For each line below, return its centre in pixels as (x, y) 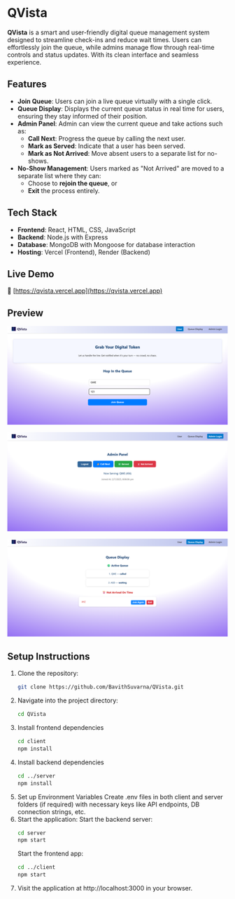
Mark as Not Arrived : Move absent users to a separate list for (117, 153)
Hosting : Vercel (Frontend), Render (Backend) (84, 252)
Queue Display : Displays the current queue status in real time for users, (121, 108)
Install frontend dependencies (60, 728)
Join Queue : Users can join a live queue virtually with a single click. (115, 101)
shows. (38, 161)
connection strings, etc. (51, 811)
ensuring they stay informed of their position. (83, 116)
